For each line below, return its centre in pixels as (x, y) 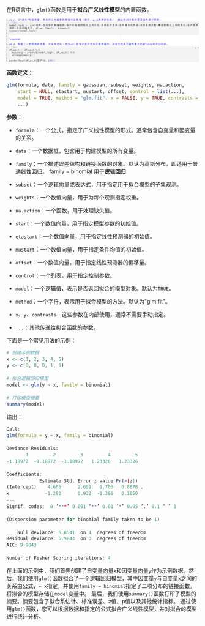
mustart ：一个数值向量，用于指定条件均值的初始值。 (81, 249)
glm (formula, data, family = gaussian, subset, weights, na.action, (95, 85)
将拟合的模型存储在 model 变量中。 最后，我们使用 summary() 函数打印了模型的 (102, 594)
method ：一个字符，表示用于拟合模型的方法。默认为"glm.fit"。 (93, 301)
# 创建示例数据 (23, 352)
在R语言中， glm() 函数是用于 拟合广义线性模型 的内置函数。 (79, 9)
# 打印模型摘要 (23, 398)
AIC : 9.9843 (21, 545)
